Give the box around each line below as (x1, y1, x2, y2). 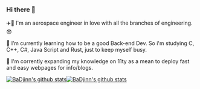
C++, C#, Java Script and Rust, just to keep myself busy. (6, 46, 147, 54)
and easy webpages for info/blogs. (6, 64, 94, 72)
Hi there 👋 (6, 5, 36, 14)
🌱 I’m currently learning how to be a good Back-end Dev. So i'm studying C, (6, 40, 195, 47)
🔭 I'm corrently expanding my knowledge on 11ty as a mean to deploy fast (6, 58, 190, 65)
